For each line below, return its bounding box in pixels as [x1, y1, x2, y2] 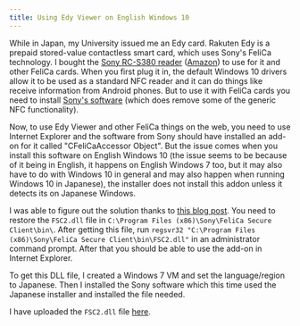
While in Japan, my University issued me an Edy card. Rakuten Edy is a [9, 38, 271, 48]
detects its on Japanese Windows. [9, 188, 137, 198]
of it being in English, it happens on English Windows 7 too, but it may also [9, 159, 283, 170]
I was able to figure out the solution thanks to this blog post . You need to [9, 205, 276, 215]
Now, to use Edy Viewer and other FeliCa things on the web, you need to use [9, 121, 291, 132]
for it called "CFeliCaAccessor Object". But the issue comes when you [21, 140, 279, 151]
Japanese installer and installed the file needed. [9, 288, 186, 299]
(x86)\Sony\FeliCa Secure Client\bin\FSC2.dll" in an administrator [9, 233, 261, 244]
